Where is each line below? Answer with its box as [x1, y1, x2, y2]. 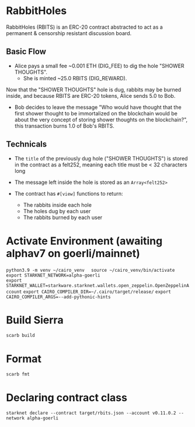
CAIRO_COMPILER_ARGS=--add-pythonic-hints [6, 294, 111, 300]
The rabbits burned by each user [23, 214, 103, 221]
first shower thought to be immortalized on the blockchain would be [14, 110, 178, 117]
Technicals [6, 139, 47, 149]
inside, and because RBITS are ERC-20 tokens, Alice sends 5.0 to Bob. [6, 92, 176, 99]
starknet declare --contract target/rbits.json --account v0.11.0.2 [6, 410, 176, 416]
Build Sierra [6, 313, 64, 326]
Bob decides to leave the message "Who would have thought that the [14, 104, 182, 111]
